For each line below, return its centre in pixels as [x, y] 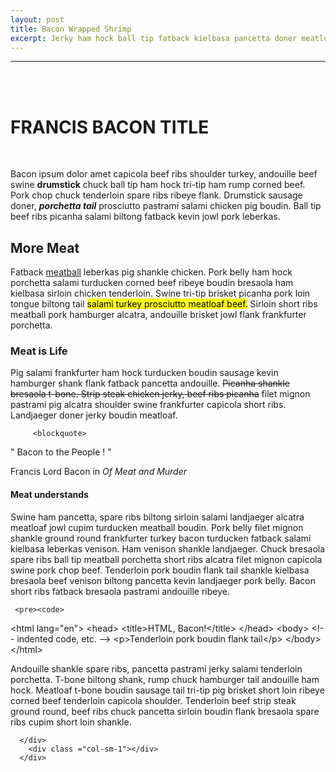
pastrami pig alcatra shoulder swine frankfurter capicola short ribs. [148, 405]
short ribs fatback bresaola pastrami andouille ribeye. [120, 591]
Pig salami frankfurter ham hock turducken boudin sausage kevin [144, 373]
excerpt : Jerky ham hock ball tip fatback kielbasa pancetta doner [154, 38]
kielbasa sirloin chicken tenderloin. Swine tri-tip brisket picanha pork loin [160, 293]
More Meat [45, 247]
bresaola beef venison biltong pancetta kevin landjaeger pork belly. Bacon [163, 580]
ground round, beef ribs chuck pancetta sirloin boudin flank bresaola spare [165, 711]
